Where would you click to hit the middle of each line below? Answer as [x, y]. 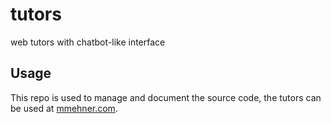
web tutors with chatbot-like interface [88, 42]
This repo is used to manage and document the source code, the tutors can [166, 97]
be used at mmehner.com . [64, 108]
